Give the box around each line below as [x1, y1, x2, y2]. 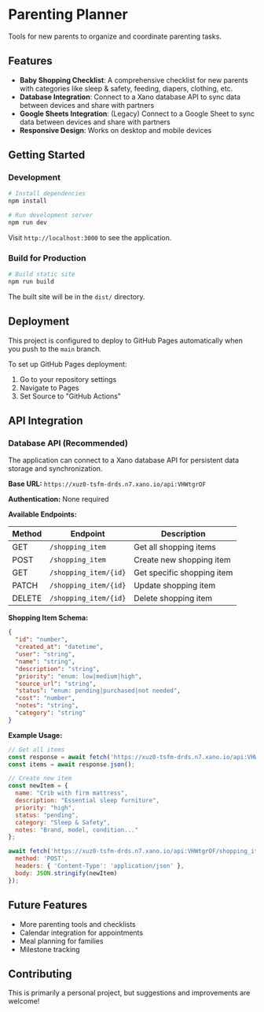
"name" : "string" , [15, 658, 76, 665]
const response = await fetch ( [8, 753, 111, 761]
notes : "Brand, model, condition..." [15, 825, 139, 834]
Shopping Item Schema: [8, 613, 89, 623]
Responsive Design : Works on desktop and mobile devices [19, 125, 212, 135]
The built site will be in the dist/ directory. [8, 291, 145, 301]
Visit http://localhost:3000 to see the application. [8, 232, 172, 242]
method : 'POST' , [15, 854, 68, 863]
